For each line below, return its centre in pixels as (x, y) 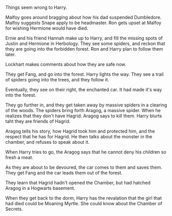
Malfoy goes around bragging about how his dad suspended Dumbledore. (83, 17)
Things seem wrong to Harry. (36, 7)
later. (11, 54)
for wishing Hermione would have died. (47, 28)
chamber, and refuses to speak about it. (47, 142)
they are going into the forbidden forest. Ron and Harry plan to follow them (84, 49)
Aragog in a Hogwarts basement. (40, 188)
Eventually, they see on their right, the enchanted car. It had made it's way (84, 90)
